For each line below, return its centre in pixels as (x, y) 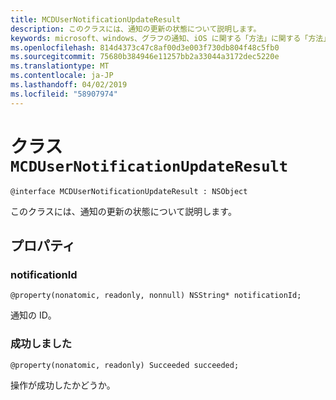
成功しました (41, 344)
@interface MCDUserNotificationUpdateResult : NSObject (129, 191)
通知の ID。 (33, 315)
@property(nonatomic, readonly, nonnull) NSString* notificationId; (156, 296)
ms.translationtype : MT (60, 66)
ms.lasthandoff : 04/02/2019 (69, 85)
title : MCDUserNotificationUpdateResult (96, 19)
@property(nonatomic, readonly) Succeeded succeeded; (125, 365)
